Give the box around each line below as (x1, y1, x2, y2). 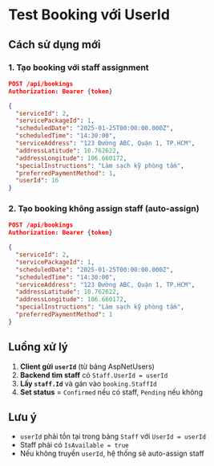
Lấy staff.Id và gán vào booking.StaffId (19, 378, 158, 388)
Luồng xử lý (8, 340, 68, 354)
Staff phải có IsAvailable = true (19, 440, 130, 450)
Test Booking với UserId (8, 6, 171, 24)
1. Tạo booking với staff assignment (8, 62, 150, 73)
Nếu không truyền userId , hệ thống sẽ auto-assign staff (19, 448, 204, 459)
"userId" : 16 (15, 177, 59, 185)
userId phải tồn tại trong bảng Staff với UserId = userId (19, 431, 207, 441)
